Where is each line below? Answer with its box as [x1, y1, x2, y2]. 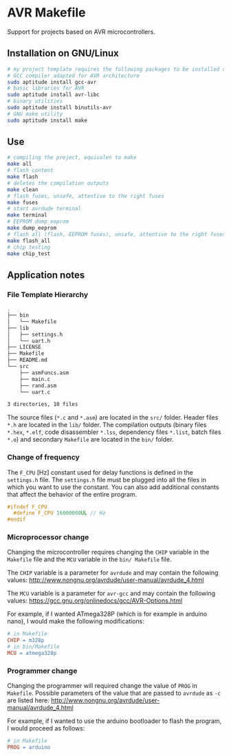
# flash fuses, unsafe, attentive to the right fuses [7, 193, 165, 199]
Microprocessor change [7, 532, 89, 542]
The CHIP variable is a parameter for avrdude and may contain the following [7, 569, 219, 577]
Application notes [7, 269, 85, 281]
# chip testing [7, 244, 51, 250]
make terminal [7, 212, 48, 219]
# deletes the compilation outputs [7, 180, 109, 186]
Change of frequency [7, 453, 80, 462]
